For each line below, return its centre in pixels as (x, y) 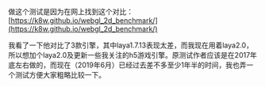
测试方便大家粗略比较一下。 (60, 75)
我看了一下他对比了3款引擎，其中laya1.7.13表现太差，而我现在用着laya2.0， (131, 45)
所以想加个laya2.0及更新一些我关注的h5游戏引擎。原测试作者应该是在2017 (129, 55)
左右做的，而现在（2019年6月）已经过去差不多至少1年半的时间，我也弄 (131, 65)
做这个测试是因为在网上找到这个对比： (71, 11)
